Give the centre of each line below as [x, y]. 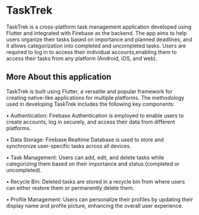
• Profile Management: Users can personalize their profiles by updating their [99, 199]
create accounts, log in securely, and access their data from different [91, 122]
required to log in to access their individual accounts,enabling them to [91, 52]
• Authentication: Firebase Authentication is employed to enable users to [95, 115]
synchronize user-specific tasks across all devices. [69, 146]
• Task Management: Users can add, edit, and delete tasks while [85, 157]
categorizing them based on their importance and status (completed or [93, 163]
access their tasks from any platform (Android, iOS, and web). [82, 58]
